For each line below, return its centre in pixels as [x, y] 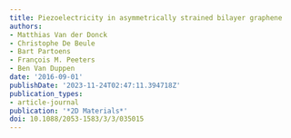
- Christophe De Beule [52, 43]
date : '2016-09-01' [46, 77]
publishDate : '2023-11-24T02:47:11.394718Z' [95, 85]
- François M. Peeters [52, 60]
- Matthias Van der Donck [58, 34]
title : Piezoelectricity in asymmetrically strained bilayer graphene [146, 18]
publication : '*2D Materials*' [69, 111]
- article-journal [44, 102]
